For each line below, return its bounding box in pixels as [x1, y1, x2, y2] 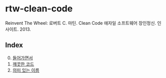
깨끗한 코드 [12, 61, 34, 67]
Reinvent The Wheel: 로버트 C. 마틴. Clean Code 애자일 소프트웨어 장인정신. [5, 20, 156, 26]
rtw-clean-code [5, 3, 73, 14]
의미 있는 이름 [12, 67, 39, 73]
